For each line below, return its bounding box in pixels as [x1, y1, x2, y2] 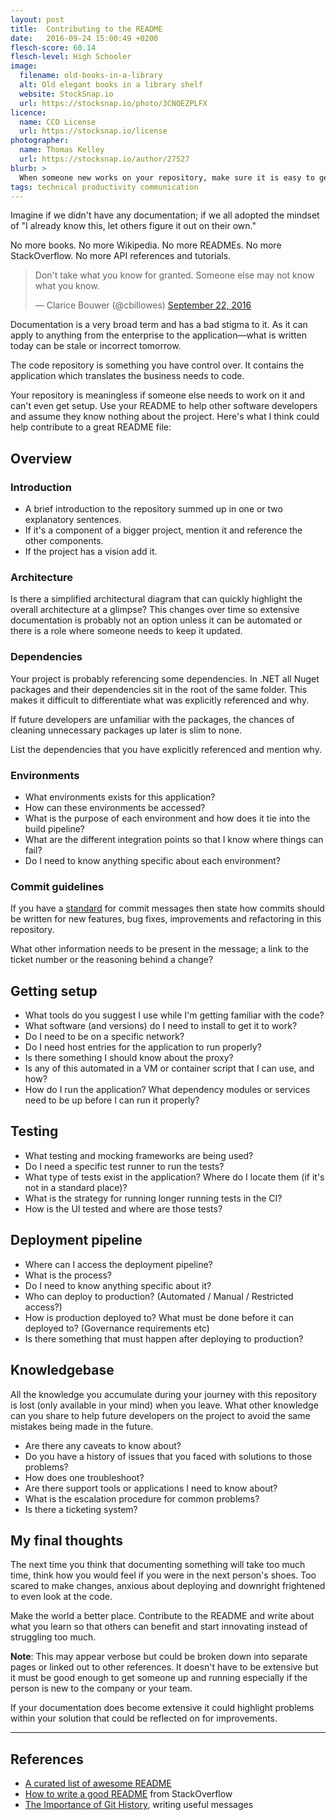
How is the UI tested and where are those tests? [24, 1202, 223, 1215]
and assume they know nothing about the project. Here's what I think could [10, 411, 320, 423]
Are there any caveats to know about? [24, 1439, 182, 1451]
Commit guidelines [10, 879, 105, 893]
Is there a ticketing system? [24, 1503, 138, 1515]
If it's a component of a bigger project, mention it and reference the [24, 524, 303, 536]
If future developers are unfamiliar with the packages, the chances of [10, 713, 295, 725]
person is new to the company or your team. [10, 1682, 193, 1695]
